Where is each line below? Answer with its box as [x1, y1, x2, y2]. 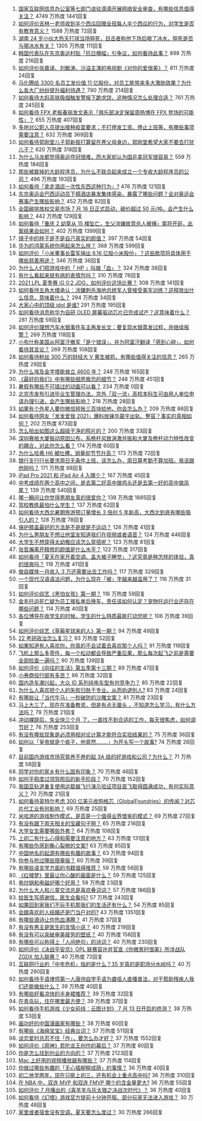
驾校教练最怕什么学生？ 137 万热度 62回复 [18, 501, 120, 508]
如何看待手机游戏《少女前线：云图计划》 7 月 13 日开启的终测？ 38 [18, 1005, 181, 1012]
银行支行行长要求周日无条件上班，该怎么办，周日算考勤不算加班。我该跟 [18, 457, 194, 464]
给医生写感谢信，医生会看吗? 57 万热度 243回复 [18, 894, 135, 901]
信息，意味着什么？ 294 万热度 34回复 [23, 294, 117, 301]
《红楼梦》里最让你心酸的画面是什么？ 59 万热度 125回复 [18, 872, 157, 879]
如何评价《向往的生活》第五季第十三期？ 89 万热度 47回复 [18, 664, 160, 671]
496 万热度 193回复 [30, 175, 78, 182]
